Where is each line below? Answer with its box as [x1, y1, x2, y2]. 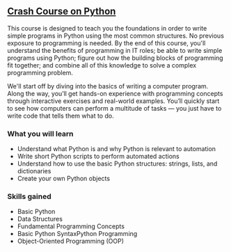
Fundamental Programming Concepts [17, 222, 125, 230]
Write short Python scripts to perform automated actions [17, 152, 180, 161]
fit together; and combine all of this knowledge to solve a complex [7, 61, 197, 69]
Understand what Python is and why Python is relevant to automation [17, 145, 216, 153]
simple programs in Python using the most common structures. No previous [7, 31, 225, 40]
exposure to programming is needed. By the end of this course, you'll [7, 38, 206, 47]
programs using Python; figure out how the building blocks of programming [7, 54, 224, 62]
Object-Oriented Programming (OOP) [17, 237, 124, 246]
